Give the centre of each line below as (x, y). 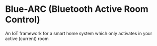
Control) (23, 20)
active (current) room (27, 39)
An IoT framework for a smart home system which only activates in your (79, 33)
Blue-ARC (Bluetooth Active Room (77, 9)
